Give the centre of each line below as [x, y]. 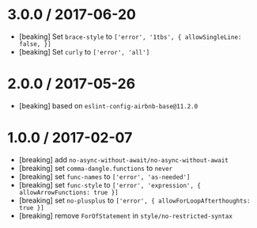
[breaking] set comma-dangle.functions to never [96, 168]
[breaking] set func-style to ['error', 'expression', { [110, 184]
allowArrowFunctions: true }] [69, 192]
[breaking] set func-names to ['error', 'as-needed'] [104, 177]
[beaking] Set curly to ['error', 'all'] [84, 51]
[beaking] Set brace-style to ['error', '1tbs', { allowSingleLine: [130, 36]
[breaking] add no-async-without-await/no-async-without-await [123, 159]
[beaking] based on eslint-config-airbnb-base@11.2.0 [108, 105]
